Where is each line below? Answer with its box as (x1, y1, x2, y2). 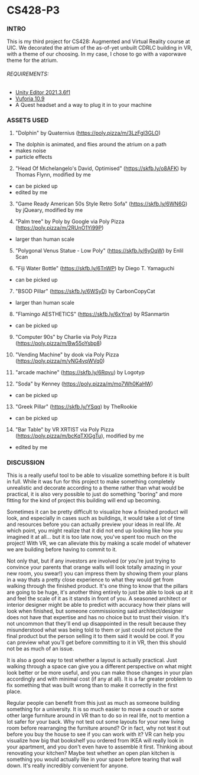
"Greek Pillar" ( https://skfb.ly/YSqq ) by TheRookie (15, 403, 138, 410)
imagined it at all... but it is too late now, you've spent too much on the (6, 534, 177, 541)
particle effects (15, 153, 53, 160)
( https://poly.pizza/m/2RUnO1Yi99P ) (15, 224, 104, 231)
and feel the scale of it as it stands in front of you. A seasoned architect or (6, 595, 187, 602)
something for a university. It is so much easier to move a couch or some (6, 706, 184, 713)
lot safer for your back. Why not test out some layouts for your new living (6, 718, 184, 725)
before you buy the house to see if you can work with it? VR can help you (6, 731, 185, 738)
